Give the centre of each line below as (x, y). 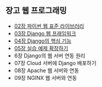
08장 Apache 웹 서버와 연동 (47, 70)
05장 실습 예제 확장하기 (41, 48)
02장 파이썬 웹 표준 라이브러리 (49, 26)
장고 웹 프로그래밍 (36, 11)
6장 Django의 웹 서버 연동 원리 (50, 56)
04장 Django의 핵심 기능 (43, 41)
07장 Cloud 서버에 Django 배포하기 (55, 63)
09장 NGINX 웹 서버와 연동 (46, 78)
